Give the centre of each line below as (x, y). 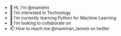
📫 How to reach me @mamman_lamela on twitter (60, 28)
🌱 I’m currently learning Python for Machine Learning (63, 18)
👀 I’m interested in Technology (40, 13)
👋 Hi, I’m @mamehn (30, 8)
